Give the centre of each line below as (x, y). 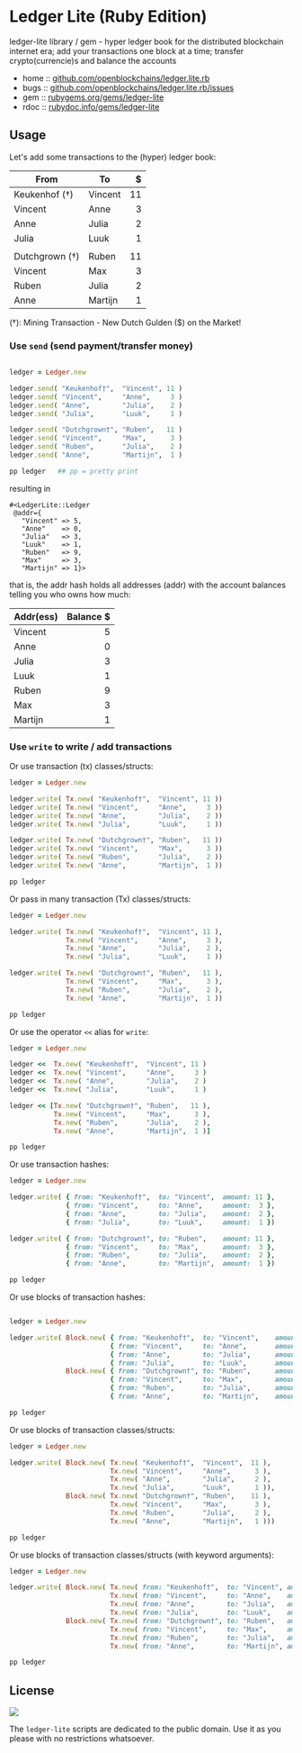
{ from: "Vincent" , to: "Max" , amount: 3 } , (171, 1247)
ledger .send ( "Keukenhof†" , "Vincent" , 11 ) (96, 388)
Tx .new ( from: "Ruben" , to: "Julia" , (192, 1638)
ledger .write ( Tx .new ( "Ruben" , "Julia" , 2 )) (116, 858)
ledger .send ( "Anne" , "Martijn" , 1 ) (96, 455)
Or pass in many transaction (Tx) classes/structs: (100, 899)
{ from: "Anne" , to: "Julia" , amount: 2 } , (171, 1213)
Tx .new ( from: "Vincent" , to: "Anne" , (190, 1596)
